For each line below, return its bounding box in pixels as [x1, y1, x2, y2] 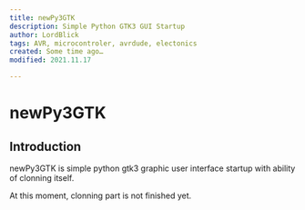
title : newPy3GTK [9, 13, 76, 23]
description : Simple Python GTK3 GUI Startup [9, 22, 185, 31]
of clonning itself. [9, 173, 75, 183]
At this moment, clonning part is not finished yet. [9, 190, 192, 201]
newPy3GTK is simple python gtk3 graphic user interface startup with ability [9, 163, 296, 174]
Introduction [9, 138, 82, 155]
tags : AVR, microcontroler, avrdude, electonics [9, 38, 198, 48]
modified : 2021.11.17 [9, 55, 92, 65]
